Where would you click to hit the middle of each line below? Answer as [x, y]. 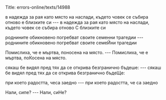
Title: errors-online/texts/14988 [38, 7]
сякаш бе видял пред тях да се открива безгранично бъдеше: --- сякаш [83, 68]
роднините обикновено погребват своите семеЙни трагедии [71, 43]
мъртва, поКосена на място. [36, 58]
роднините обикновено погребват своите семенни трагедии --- [74, 37]
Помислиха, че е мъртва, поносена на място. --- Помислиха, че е [77, 53]
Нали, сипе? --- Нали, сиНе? [36, 92]
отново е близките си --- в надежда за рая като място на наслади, [77, 22]
